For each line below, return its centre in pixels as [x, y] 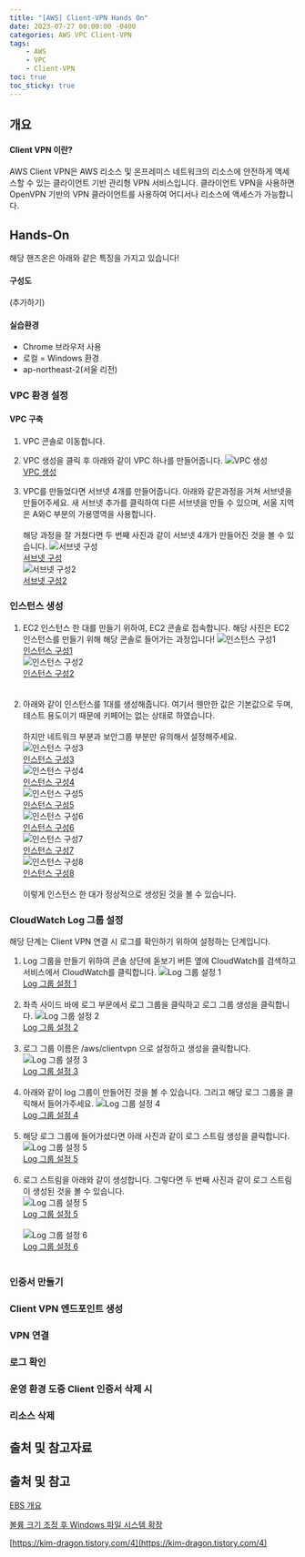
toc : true [28, 77]
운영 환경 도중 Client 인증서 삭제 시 [81, 1389]
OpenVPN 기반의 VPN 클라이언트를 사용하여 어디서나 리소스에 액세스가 [136, 194]
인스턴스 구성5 [48, 804]
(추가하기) [27, 302]
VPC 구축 [26, 419]
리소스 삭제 [32, 1415]
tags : [20, 43]
